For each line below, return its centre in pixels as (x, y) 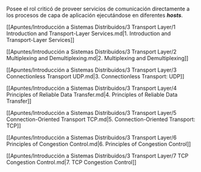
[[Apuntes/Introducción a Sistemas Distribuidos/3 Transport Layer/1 (91, 27)
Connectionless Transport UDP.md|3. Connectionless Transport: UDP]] (95, 76)
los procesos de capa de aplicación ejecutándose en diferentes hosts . (95, 15)
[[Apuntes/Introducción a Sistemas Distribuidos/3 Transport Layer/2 (91, 52)
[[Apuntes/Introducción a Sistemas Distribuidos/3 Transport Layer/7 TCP (97, 156)
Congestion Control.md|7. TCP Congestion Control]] (72, 162)
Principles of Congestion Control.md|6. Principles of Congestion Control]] (99, 144)
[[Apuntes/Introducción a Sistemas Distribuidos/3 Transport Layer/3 (91, 70)
